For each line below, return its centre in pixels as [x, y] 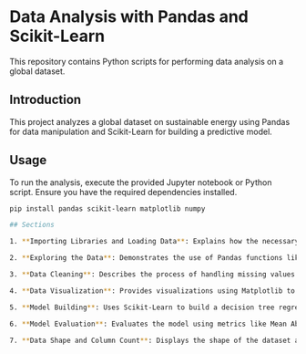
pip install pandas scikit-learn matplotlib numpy [107, 208]
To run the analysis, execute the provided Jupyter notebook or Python [141, 182]
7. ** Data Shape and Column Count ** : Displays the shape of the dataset [150, 340]
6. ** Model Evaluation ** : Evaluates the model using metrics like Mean [148, 324]
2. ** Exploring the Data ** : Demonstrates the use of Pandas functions [146, 258]
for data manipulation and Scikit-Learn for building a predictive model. [141, 131]
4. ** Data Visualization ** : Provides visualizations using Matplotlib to [153, 291]
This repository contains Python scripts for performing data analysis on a [147, 61]
